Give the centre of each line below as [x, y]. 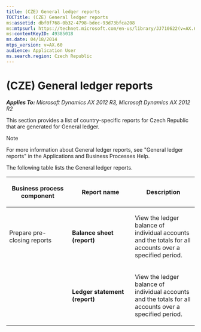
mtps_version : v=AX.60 [34, 45]
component [38, 196]
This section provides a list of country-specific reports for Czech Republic [98, 120]
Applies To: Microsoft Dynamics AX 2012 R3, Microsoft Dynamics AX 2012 [98, 102]
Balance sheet [93, 232]
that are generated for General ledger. [53, 127]
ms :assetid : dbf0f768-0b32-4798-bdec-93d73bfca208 [71, 23]
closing [19, 240]
